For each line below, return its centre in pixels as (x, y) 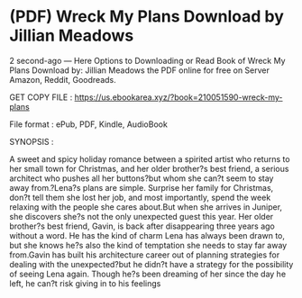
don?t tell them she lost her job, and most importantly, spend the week (140, 197)
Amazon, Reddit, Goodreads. (63, 79)
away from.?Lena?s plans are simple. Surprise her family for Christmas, (142, 187)
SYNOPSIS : (32, 141)
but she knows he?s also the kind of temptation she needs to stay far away (148, 245)
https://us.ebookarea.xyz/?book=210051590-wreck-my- (178, 97)
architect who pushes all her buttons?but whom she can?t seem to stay (142, 178)
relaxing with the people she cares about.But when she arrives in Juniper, (146, 207)
